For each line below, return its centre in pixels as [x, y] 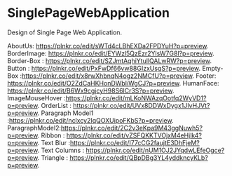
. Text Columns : [61, 150]
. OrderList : [55, 105]
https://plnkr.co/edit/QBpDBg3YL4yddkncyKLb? [139, 157]
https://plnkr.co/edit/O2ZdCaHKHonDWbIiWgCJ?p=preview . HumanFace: [113, 83]
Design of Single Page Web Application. [65, 32]
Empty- [213, 68]
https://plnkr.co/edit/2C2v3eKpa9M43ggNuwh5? [132, 128]
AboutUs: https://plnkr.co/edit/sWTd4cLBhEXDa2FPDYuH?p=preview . [108, 46]
